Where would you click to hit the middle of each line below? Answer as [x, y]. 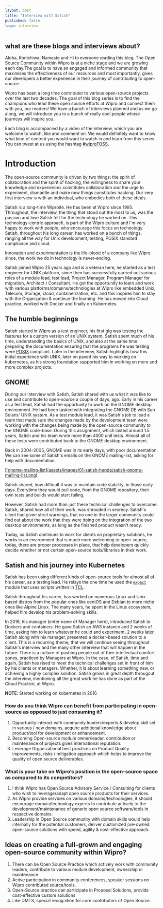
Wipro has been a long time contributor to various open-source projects [77, 93]
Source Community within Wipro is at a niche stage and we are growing [76, 63]
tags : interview [21, 26]
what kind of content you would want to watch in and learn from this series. [81, 139]
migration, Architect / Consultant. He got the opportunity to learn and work [80, 283]
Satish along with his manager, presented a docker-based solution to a [76, 637]
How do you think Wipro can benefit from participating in [73, 706]
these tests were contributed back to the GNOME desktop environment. [77, 440]
